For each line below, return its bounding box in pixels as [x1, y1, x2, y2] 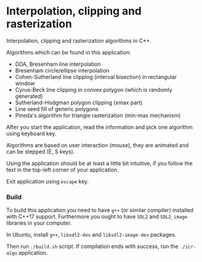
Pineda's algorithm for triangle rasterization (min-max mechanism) [15, 112, 181, 119]
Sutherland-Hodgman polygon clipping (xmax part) [15, 98, 143, 106]
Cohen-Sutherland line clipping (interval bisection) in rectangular [15, 73, 177, 80]
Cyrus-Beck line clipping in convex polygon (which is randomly [15, 86, 172, 93]
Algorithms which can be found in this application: [6, 48, 131, 56]
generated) [15, 92, 44, 100]
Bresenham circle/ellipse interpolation [15, 66, 110, 74]
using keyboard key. [6, 130, 57, 137]
